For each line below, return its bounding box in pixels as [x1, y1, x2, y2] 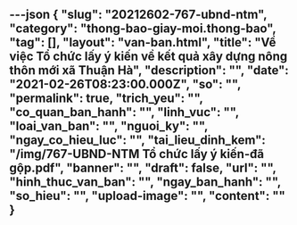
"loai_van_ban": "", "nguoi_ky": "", [9, 119, 208, 134]
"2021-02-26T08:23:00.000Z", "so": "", [9, 77, 242, 92]
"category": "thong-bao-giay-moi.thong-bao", [9, 21, 276, 37]
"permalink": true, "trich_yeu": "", [9, 91, 203, 106]
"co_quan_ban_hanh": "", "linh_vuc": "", [9, 104, 239, 120]
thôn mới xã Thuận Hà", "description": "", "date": [9, 62, 290, 79]
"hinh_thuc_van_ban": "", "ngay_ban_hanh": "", [9, 174, 281, 190]
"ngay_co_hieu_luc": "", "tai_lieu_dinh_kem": [9, 133, 266, 148]
